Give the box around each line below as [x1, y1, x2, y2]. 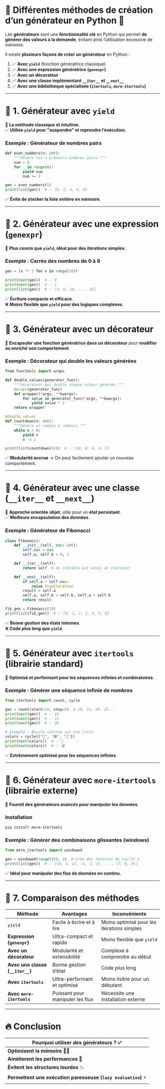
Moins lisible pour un [101, 975, 149, 982]
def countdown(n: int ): [5, 419, 54, 424]
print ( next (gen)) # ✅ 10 [5, 711, 59, 717]
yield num [23, 169, 43, 174]
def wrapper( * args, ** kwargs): [14, 391, 78, 397]
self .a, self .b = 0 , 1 [23, 552, 69, 557]
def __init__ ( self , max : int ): [14, 543, 78, 548]
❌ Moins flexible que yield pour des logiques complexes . [5, 301, 124, 307]
